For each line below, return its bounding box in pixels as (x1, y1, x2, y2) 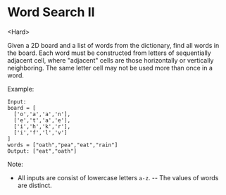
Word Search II (7, 4, 95, 20)
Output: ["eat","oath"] (7, 147, 77, 155)
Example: (7, 84, 34, 93)
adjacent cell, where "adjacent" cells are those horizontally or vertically (7, 56, 214, 64)
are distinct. (17, 181, 53, 189)
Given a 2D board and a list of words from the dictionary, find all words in (7, 41, 220, 49)
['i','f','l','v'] (13, 129, 68, 136)
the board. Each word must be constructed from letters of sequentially (7, 49, 211, 57)
